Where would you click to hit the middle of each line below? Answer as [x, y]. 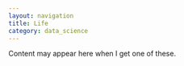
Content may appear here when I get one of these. [92, 54]
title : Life [28, 23]
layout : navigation [41, 16]
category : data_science [48, 31]
